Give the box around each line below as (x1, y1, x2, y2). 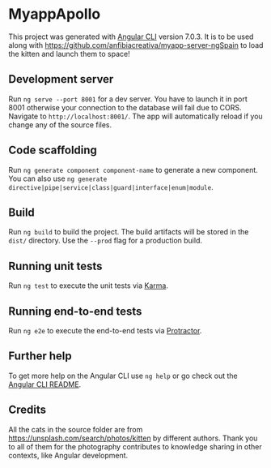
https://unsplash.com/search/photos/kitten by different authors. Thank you (8, 433, 258, 443)
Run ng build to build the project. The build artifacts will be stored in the (8, 227, 249, 237)
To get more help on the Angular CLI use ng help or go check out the (8, 371, 238, 380)
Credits (8, 403, 47, 417)
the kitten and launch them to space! (8, 49, 131, 58)
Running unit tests (8, 259, 103, 273)
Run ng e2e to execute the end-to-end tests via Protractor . (8, 326, 202, 335)
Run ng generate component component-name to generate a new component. (8, 165, 259, 174)
